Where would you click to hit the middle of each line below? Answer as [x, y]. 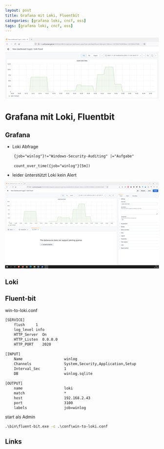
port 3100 [43, 403]
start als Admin [20, 417]
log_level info [29, 329]
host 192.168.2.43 [52, 398]
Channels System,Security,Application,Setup [75, 364]
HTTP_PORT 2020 [32, 344]
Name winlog [46, 359]
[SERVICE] [15, 320]
